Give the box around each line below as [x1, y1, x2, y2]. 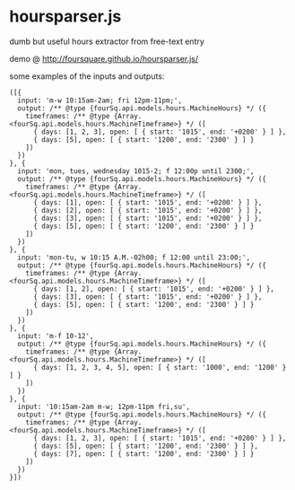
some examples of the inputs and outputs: [9, 70, 165, 82]
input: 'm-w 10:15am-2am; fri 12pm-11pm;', [17, 96, 182, 105]
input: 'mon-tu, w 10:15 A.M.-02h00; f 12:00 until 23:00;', [17, 253, 251, 262]
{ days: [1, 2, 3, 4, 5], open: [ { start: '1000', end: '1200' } [32, 363, 287, 372]
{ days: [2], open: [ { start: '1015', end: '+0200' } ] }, [32, 206, 263, 214]
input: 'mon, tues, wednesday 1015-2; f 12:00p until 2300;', [17, 166, 255, 176]
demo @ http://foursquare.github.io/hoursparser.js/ [9, 53, 199, 64]
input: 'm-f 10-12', [17, 331, 94, 340]
